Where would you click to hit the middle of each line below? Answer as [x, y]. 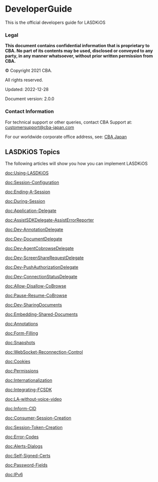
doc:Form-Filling [21, 333]
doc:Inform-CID [21, 409]
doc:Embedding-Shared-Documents [41, 314]
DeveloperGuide [39, 9]
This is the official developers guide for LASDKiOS [55, 22]
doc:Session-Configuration [32, 182]
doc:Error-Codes [22, 437]
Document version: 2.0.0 [30, 99]
